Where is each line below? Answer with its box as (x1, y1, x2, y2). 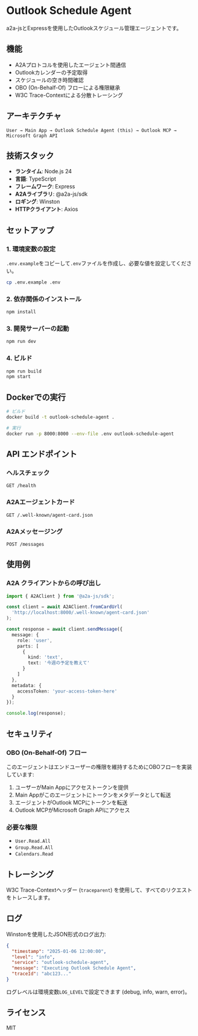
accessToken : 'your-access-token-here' (17, 688, 118, 694)
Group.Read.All (14, 845, 54, 851)
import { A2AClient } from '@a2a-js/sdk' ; (6, 593, 115, 599)
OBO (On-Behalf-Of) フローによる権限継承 (14, 84, 121, 91)
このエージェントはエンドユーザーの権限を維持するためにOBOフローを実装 (6, 763, 193, 770)
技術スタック (6, 150, 54, 161)
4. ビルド (6, 354, 33, 362)
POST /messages (6, 541, 45, 547)
